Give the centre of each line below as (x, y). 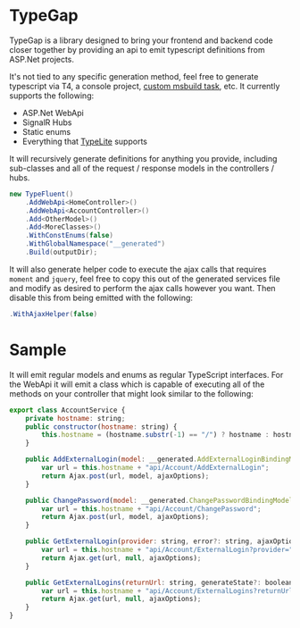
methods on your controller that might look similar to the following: (132, 393)
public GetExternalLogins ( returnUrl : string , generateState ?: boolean (159, 582)
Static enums (46, 131)
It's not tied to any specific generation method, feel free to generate (134, 76)
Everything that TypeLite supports (84, 141)
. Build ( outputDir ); (62, 252)
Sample (38, 350)
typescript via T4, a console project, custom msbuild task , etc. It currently (145, 86)
